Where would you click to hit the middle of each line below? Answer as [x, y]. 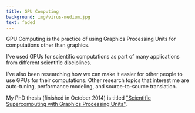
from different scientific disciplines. [49, 63]
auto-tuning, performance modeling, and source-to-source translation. [92, 87]
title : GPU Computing [33, 11]
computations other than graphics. [48, 45]
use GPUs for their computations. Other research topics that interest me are [98, 80]
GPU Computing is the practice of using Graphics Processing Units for [91, 39]
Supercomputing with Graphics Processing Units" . [67, 104]
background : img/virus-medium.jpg [48, 17]
